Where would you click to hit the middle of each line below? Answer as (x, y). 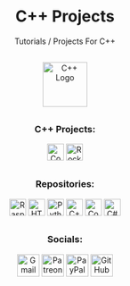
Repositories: (65, 184)
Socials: (65, 240)
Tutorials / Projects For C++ (65, 41)
